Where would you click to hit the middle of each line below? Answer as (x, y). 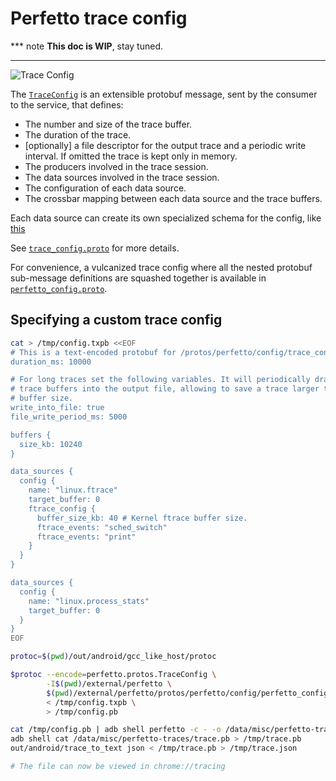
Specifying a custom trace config (116, 320)
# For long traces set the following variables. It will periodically (160, 380)
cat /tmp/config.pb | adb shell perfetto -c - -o (116, 730)
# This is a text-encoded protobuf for (93, 352)
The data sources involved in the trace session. (122, 177)
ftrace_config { (62, 508)
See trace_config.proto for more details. (95, 248)
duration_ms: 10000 (51, 362)
